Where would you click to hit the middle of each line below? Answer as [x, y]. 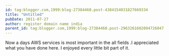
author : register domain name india [44, 24]
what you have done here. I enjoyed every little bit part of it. [67, 48]
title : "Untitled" [25, 14]
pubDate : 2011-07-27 [27, 19]
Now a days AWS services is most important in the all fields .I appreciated [82, 42]
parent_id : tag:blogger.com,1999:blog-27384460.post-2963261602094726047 [85, 28]
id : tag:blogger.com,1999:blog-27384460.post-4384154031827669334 [77, 10]
